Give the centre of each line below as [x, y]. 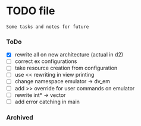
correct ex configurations [46, 61]
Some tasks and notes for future [48, 27]
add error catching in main [47, 102]
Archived [20, 117]
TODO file [31, 11]
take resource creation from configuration [66, 68]
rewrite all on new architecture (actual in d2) [69, 55]
